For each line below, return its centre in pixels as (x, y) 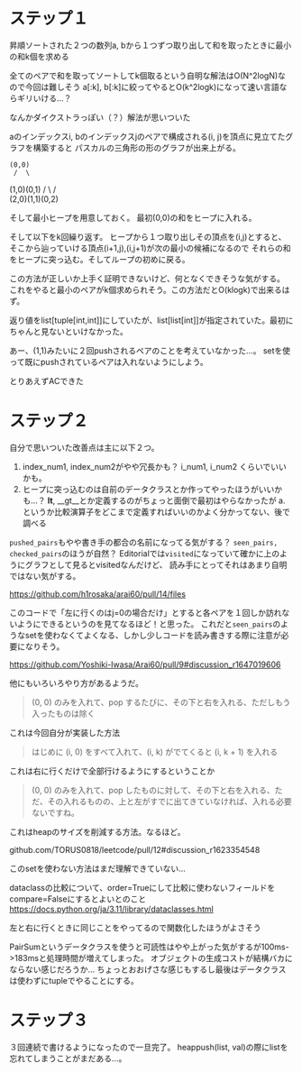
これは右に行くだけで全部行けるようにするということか (112, 771)
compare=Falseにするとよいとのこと (78, 899)
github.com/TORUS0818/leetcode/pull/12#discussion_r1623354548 (135, 849)
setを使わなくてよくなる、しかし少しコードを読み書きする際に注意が (153, 635)
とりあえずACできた (46, 380)
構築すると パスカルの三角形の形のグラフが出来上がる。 (137, 147)
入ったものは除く (63, 713)
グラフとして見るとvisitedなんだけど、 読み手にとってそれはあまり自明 (156, 564)
